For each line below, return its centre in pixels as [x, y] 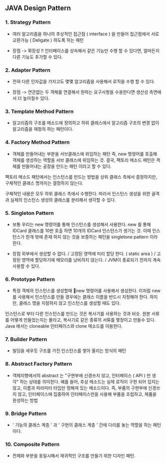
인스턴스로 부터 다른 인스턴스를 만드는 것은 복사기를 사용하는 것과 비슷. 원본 [78, 314]
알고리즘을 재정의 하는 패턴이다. [43, 129]
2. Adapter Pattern [28, 70]
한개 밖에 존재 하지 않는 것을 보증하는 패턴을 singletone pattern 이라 [92, 237]
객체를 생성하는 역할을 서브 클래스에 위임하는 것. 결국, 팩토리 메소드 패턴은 [83, 160]
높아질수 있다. [36, 98]
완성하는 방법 [25, 400]
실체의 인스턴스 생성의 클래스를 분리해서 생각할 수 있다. [63, 200]
